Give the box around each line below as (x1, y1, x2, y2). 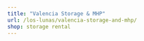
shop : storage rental (7, 23, 71, 30)
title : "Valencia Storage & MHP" (7, 10, 106, 17)
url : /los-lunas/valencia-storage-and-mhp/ (7, 17, 138, 24)
